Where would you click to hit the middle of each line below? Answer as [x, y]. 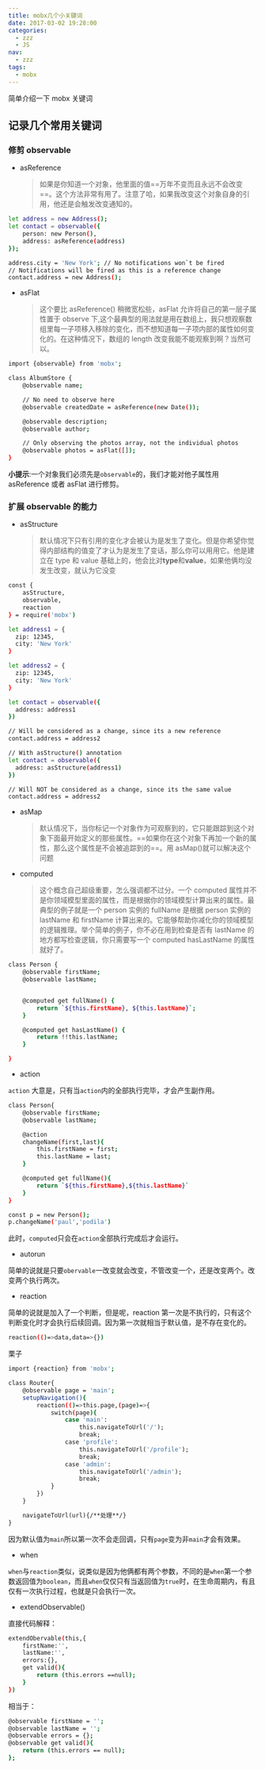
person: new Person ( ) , [60, 234]
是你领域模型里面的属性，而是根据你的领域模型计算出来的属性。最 [147, 900]
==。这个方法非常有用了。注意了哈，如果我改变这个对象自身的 [141, 194]
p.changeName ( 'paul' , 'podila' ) [60, 1222]
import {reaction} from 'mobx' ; [61, 1369]
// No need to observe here [68, 400]
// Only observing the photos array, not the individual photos [131, 443]
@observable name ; [53, 386]
